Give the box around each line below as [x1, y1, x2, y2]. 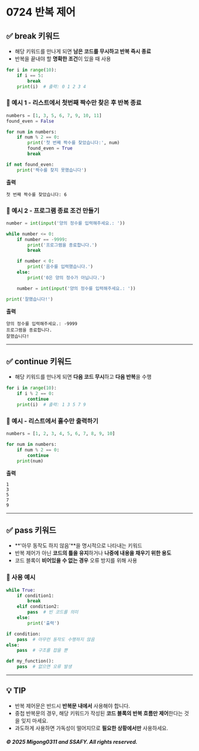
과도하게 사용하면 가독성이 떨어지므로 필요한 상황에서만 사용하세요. [14, 724, 169, 731]
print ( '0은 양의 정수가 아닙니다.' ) [27, 274, 105, 281]
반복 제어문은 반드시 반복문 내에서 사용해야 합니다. [14, 702, 130, 709]
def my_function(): [6, 658, 54, 664]
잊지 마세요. [21, 717, 49, 724]
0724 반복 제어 [6, 5, 76, 19]
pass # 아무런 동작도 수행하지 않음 [17, 636, 95, 642]
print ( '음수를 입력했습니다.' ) [27, 264, 94, 270]
